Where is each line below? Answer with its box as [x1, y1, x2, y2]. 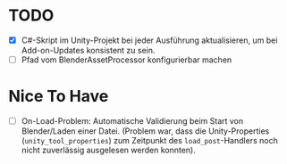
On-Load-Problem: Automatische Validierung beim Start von [21, 116, 244, 126]
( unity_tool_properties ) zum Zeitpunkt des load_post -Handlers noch [21, 135, 278, 146]
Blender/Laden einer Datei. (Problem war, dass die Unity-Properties [21, 126, 270, 136]
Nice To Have [8, 86, 109, 107]
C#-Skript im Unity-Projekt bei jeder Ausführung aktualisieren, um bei [21, 35, 278, 45]
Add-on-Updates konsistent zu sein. [21, 45, 156, 55]
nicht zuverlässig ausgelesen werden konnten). [21, 144, 196, 156]
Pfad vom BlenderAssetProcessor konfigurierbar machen [21, 54, 232, 65]
